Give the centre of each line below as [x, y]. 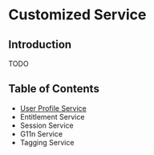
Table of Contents [54, 89]
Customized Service [77, 15]
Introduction [40, 45]
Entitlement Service [52, 116]
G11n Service [41, 133]
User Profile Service [53, 108]
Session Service [47, 125]
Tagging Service [47, 142]
